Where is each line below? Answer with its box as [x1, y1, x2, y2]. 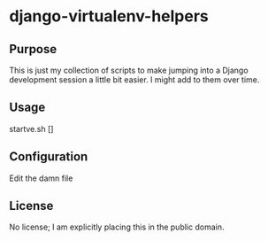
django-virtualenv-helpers [9, 6, 210, 27]
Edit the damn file [9, 173, 73, 183]
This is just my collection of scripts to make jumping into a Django [9, 65, 249, 75]
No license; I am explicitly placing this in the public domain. [9, 222, 225, 232]
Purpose [9, 42, 57, 57]
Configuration [9, 149, 88, 165]
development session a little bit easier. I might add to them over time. [9, 74, 260, 85]
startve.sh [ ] [9, 123, 54, 134]
